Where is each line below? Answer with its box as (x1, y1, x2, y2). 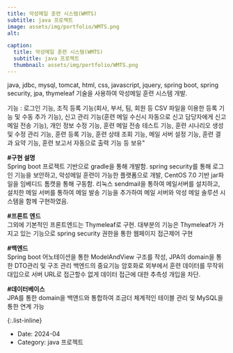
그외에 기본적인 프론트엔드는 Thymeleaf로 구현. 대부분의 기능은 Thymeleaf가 (7, 220, 217, 228)
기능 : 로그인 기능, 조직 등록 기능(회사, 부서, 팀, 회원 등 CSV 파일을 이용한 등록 (7, 104, 218, 112)
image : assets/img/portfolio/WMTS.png (7, 23, 120, 30)
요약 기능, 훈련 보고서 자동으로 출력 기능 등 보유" (14, 139, 145, 147)
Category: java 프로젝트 (17, 338, 83, 346)
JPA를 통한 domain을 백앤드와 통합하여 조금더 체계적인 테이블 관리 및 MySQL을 (7, 293, 224, 301)
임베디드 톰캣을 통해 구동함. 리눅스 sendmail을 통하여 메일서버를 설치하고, (19, 179, 220, 188)
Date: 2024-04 (17, 329, 61, 338)
